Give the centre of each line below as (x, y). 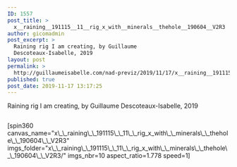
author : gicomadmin (36, 33)
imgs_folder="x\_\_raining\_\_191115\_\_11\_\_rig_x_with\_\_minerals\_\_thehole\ (117, 148)
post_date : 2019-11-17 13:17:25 (55, 86)
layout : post (26, 60)
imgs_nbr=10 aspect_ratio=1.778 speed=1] (129, 156)
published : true (31, 79)
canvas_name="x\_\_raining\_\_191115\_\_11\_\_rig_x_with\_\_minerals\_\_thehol (118, 133)
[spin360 (20, 126)
